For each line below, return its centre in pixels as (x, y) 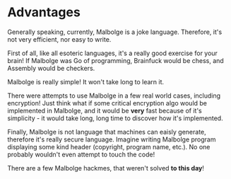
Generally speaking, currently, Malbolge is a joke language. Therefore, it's (115, 32)
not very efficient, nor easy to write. (59, 39)
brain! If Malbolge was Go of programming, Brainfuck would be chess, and (115, 60)
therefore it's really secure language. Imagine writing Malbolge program (112, 139)
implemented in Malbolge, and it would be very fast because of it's (105, 110)
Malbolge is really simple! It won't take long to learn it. (86, 81)
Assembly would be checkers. (51, 68)
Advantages (44, 12)
